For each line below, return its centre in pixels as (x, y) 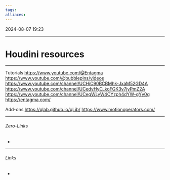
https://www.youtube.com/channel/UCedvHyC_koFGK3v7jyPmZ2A (75, 89)
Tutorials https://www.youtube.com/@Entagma (54, 73)
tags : (11, 10)
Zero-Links (17, 126)
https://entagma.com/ (28, 100)
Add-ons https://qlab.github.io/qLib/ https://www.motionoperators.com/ (80, 110)
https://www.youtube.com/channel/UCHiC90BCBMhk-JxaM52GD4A (77, 83)
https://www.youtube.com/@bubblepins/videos (55, 78)
